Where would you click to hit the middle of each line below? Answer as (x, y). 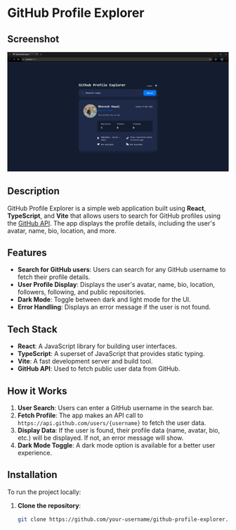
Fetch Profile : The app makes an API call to (80, 415)
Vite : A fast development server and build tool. (85, 362)
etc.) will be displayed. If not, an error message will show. (100, 438)
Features (27, 253)
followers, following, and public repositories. (81, 292)
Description (33, 191)
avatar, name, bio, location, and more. (62, 230)
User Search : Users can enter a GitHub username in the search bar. (116, 407)
